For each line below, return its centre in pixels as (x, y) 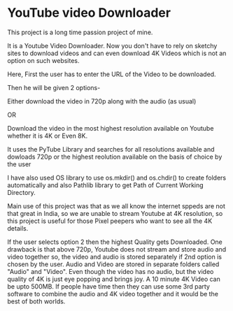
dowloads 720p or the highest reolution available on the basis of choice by (115, 157)
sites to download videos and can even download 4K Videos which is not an (117, 53)
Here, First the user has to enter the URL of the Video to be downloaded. (112, 74)
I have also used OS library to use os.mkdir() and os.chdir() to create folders (117, 178)
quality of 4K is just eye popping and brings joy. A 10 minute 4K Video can (114, 279)
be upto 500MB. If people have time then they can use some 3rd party (108, 286)
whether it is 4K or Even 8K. (48, 136)
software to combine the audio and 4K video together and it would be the (113, 294)
